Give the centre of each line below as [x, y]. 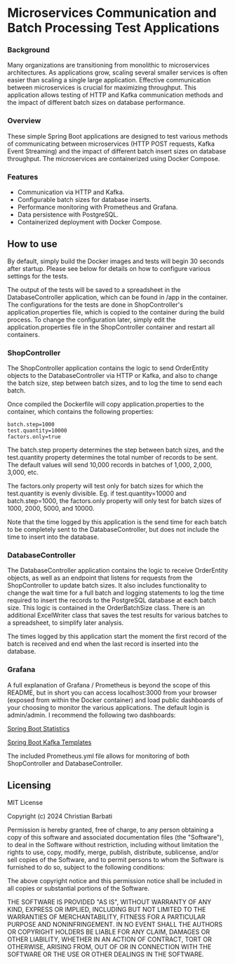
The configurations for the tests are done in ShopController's [95, 305]
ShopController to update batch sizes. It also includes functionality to [107, 585]
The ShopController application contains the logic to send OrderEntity [108, 368]
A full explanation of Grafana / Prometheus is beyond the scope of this [109, 685]
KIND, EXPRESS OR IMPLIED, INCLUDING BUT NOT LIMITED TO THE [107, 909]
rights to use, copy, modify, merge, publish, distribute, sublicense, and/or [113, 852]
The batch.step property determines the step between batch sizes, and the [116, 450]
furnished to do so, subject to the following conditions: [86, 867]
